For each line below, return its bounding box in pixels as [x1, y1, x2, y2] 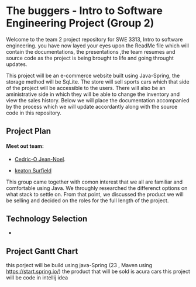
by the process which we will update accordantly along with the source [6, 103, 178, 110]
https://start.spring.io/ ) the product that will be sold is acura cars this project [6, 268, 190, 275]
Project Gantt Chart [6, 246, 78, 256]
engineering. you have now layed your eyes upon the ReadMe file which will [6, 42, 189, 49]
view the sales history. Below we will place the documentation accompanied [6, 96, 190, 103]
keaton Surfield [14, 167, 51, 174]
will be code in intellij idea [6, 274, 68, 281]
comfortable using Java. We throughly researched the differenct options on [6, 184, 188, 191]
